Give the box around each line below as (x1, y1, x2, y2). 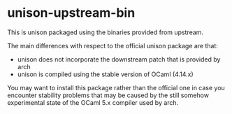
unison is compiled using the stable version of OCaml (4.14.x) (17, 70, 194, 78)
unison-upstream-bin (7, 5, 136, 21)
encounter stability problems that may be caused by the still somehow (7, 91, 210, 99)
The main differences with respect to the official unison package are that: (7, 41, 219, 50)
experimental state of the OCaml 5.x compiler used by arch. (7, 98, 179, 106)
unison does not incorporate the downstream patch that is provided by (17, 55, 221, 64)
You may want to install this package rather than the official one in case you (7, 83, 225, 92)
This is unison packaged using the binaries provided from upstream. (7, 28, 204, 36)
